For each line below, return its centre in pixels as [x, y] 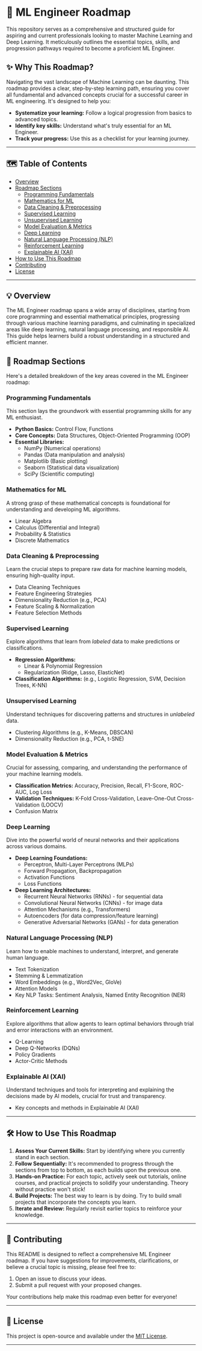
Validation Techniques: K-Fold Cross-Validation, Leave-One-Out [95, 798]
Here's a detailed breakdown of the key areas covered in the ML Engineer [97, 376]
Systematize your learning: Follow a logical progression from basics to [103, 113]
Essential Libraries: [39, 442]
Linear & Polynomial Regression [63, 666]
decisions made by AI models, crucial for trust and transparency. [86, 1096]
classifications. [25, 648]
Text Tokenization [37, 969]
